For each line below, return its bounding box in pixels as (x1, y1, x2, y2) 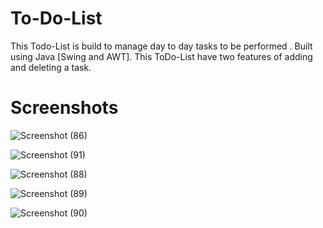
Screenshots (10, 97, 119, 119)
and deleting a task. (10, 61, 92, 73)
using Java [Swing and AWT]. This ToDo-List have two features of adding (10, 50, 313, 62)
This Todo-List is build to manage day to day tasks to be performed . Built (10, 40, 313, 52)
